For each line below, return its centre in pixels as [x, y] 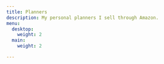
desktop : [23, 29]
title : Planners [27, 12]
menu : [13, 23]
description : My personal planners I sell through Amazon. [83, 18]
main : [19, 40]
